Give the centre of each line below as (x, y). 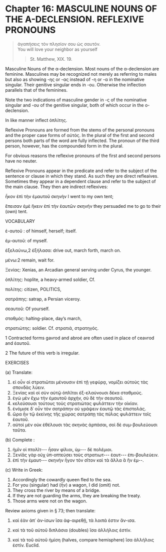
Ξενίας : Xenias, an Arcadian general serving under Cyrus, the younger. (78, 269)
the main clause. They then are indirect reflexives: (57, 187)
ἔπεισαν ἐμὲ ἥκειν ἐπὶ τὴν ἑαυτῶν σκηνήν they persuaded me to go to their (83, 206)
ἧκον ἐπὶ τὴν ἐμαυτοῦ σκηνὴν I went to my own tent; (59, 196)
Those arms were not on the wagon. (50, 501)
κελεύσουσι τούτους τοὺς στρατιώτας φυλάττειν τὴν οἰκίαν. (75, 403)
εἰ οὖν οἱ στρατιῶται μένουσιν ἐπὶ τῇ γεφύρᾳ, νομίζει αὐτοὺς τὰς (80, 382)
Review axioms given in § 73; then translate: (50, 510)
